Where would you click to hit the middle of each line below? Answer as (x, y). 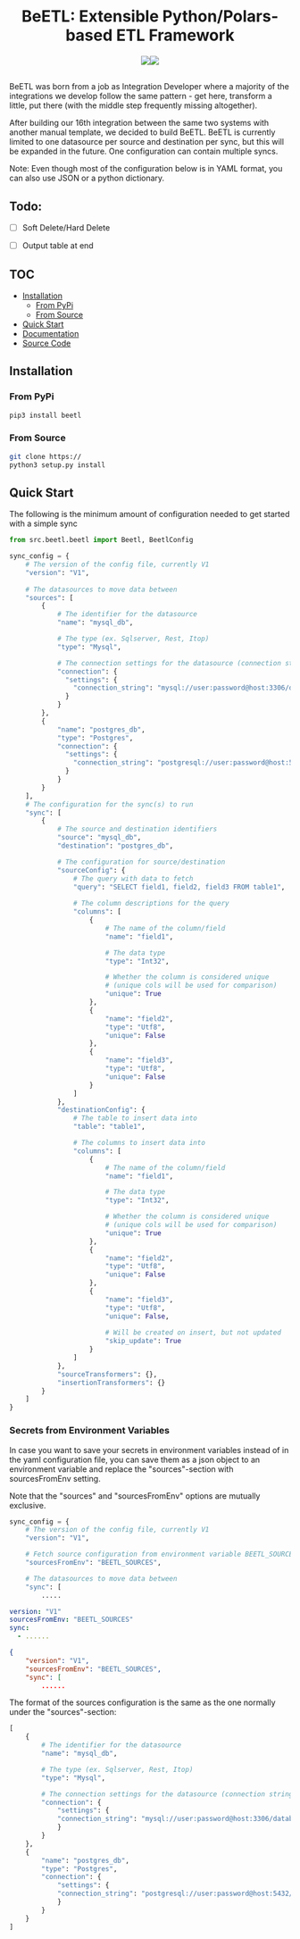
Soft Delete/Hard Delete (66, 228)
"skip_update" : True (143, 1341)
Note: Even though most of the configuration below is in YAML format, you (146, 169)
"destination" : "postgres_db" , (115, 846)
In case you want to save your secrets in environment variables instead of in (149, 1450)
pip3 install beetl (46, 415)
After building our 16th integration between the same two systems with (139, 123)
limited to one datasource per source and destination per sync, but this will (146, 142)
